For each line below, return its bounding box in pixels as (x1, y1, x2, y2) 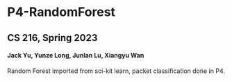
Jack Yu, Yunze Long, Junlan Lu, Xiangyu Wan (7, 51, 144, 60)
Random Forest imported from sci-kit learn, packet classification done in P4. (7, 67, 226, 75)
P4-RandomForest (7, 4, 116, 20)
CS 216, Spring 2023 (7, 32, 98, 44)
